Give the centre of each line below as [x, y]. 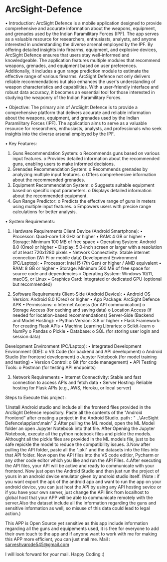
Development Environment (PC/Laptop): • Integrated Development [73, 346]
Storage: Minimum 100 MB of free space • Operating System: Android [84, 242]
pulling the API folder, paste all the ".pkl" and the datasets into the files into [82, 449]
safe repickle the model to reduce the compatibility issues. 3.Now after [78, 444]
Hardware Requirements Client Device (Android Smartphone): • [78, 231]
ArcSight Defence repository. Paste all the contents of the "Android [74, 412]
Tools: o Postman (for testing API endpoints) [51, 367]
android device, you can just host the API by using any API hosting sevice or [83, 487]
